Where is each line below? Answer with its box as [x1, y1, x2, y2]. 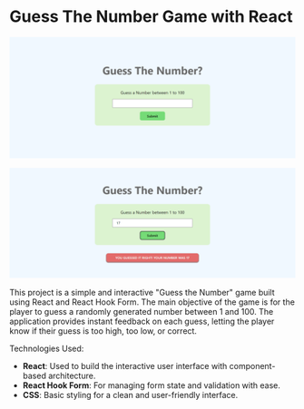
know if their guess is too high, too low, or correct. [9, 326, 198, 336]
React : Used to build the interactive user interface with [22, 361, 228, 372]
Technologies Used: [9, 343, 84, 355]
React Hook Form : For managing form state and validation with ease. [22, 380, 281, 391]
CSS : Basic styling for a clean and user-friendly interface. [22, 390, 239, 401]
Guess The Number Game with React [9, 6, 293, 27]
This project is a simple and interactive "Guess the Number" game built [9, 287, 275, 298]
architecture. [48, 370, 96, 382]
